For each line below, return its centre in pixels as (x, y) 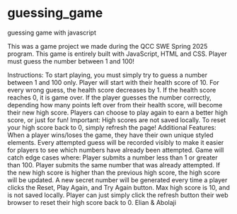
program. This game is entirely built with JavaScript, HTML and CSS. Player (117, 54)
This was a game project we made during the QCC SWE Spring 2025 (108, 46)
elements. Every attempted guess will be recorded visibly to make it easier (116, 142)
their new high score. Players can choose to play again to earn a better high (117, 112)
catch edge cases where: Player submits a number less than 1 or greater (112, 157)
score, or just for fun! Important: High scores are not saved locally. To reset (117, 120)
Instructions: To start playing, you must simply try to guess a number (107, 75)
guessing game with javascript (52, 32)
